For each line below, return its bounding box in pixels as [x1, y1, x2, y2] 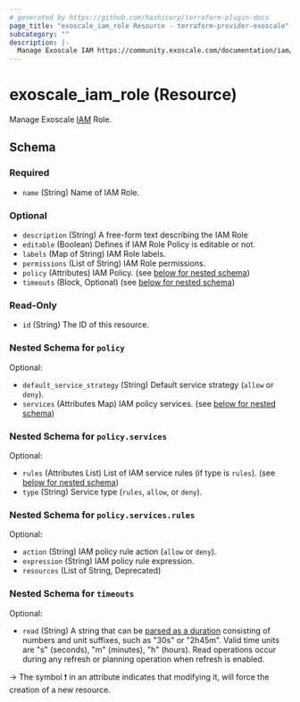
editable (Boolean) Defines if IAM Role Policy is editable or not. [21, 239, 256, 250]
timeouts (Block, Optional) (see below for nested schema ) [21, 277, 235, 288]
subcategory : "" [9, 29, 70, 38]
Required [9, 167, 50, 179]
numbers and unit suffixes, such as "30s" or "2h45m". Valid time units [21, 634, 279, 645]
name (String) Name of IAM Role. [21, 186, 140, 197]
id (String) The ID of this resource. [21, 319, 150, 330]
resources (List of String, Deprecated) [21, 566, 162, 576]
